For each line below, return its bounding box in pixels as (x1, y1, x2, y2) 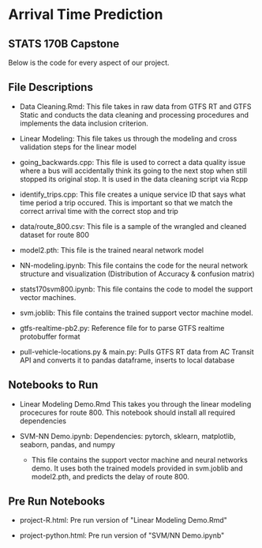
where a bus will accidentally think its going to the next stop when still (19, 166, 247, 175)
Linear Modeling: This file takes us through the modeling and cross (19, 133, 238, 143)
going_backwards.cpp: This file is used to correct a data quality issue (19, 157, 246, 167)
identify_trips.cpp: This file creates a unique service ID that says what (19, 190, 246, 199)
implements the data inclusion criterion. (19, 118, 148, 128)
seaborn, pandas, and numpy (19, 440, 116, 449)
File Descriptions (8, 81, 93, 94)
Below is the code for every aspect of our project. (8, 58, 170, 67)
